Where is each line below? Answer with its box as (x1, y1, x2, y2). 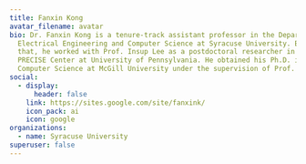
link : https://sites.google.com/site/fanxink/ (25, 97, 206, 108)
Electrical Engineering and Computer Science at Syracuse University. (17, 38, 291, 48)
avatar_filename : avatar (9, 22, 104, 31)
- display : (17, 81, 59, 90)
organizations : (9, 124, 67, 133)
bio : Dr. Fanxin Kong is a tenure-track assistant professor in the (9, 30, 275, 39)
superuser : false (9, 140, 76, 149)
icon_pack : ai (25, 107, 79, 116)
